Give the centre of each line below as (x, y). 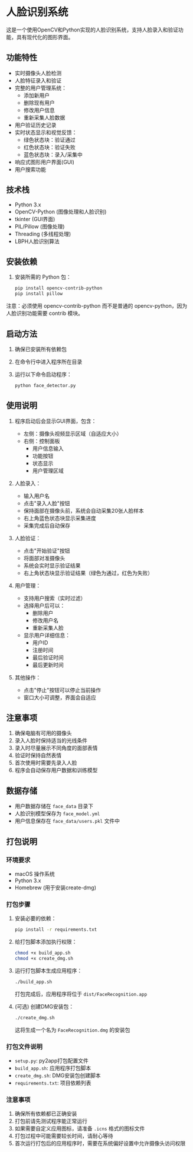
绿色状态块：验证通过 (49, 139)
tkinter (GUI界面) (35, 219)
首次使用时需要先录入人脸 (46, 763)
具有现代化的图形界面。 (45, 37)
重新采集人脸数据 (44, 117)
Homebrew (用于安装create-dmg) (55, 888)
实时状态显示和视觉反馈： (46, 132)
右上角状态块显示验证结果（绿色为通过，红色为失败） (88, 573)
